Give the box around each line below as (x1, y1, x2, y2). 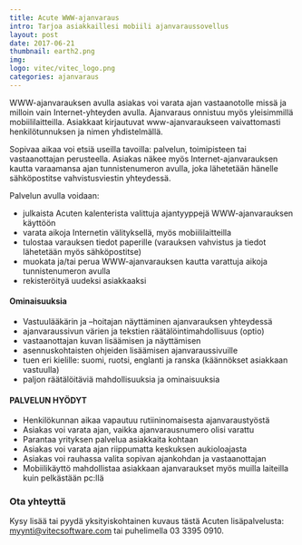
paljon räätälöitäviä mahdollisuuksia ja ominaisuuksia (22, 374, 220, 384)
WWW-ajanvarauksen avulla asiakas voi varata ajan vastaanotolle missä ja (9, 97, 287, 108)
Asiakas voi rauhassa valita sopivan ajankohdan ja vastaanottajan (22, 453, 267, 464)
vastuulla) (22, 364, 60, 375)
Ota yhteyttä (9, 495, 66, 508)
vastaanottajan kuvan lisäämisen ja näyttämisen (22, 335, 201, 345)
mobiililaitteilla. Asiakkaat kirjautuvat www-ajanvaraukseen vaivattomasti (9, 116, 281, 127)
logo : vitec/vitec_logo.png (9, 64, 116, 73)
